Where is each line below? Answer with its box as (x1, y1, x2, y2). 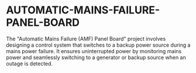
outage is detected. (6, 60, 53, 67)
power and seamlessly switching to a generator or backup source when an (6, 54, 186, 61)
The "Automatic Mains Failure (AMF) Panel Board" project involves (6, 35, 166, 42)
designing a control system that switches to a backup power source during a (6, 41, 191, 48)
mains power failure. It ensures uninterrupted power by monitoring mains (6, 47, 182, 54)
